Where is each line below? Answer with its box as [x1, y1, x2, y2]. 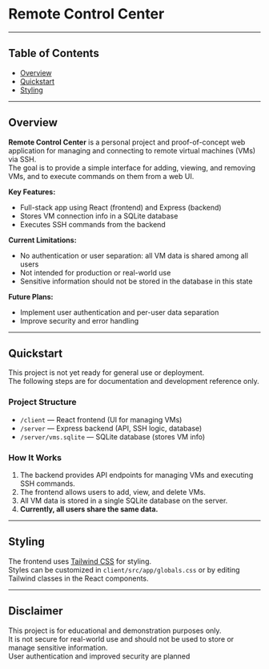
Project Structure [8, 397, 77, 408]
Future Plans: [8, 292, 54, 301]
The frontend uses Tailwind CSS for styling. [8, 556, 152, 566]
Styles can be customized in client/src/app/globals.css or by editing [8, 565, 240, 574]
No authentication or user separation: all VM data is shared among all [19, 251, 248, 260]
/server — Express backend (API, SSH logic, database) [19, 423, 203, 433]
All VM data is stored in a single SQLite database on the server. [19, 496, 228, 505]
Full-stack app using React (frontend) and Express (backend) [19, 202, 222, 212]
